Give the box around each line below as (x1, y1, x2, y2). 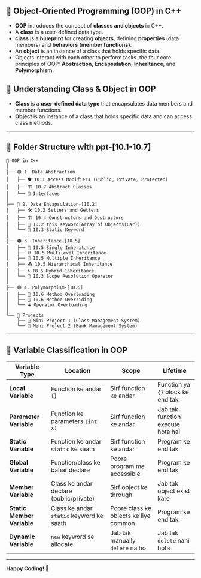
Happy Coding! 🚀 (6, 565, 50, 572)
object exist (157, 487, 190, 495)
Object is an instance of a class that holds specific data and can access (14, 112, 193, 120)
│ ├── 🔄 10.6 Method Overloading (6, 292, 95, 298)
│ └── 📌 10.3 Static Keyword (6, 227, 84, 233)
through (110, 490, 133, 499)
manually (110, 537, 136, 545)
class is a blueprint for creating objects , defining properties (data (14, 34, 179, 42)
